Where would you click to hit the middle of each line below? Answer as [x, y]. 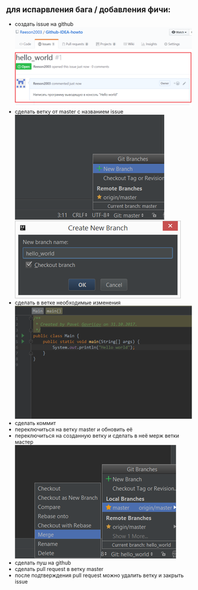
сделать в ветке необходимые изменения [67, 302]
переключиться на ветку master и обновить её [73, 429]
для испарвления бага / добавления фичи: [88, 10]
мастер [24, 442]
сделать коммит [35, 423]
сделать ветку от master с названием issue [69, 111]
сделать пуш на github [43, 563]
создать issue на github [44, 24]
